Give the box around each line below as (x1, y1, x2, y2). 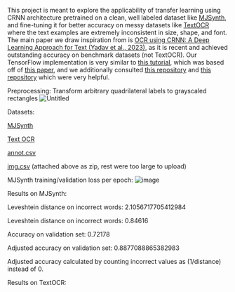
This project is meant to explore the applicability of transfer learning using (7, 6, 221, 14)
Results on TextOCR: (7, 279, 67, 286)
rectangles (7, 94, 39, 102)
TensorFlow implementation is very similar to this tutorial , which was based (7, 58, 224, 66)
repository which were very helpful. (7, 73, 110, 81)
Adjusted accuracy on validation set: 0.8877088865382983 (7, 244, 180, 252)
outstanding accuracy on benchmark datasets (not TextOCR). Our (7, 51, 198, 59)
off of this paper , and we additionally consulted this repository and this (7, 66, 212, 74)
